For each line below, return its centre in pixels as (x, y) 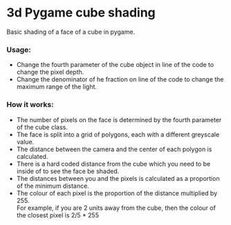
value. (25, 141)
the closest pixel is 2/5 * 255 (58, 215)
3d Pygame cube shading (81, 13)
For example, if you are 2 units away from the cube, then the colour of (116, 208)
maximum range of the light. (57, 87)
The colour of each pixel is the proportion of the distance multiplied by (117, 193)
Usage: (19, 50)
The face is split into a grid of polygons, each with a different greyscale (118, 134)
